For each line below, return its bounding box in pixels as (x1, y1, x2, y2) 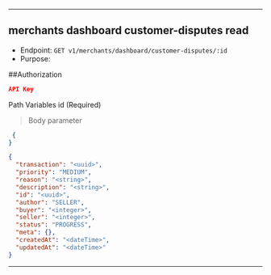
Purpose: (19, 53, 51, 63)
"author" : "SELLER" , (15, 198, 85, 206)
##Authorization (8, 70, 62, 79)
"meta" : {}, (15, 228, 56, 237)
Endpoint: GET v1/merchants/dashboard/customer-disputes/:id (19, 45, 227, 55)
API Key (8, 85, 35, 93)
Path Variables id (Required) (8, 99, 102, 109)
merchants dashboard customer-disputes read (8, 23, 249, 37)
